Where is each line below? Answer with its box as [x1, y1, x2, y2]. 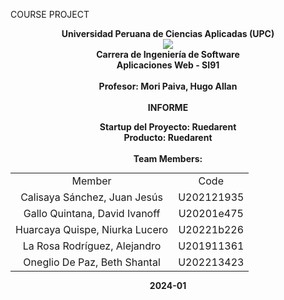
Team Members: [133, 153, 203, 164]
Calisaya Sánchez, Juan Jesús [20, 190, 163, 204]
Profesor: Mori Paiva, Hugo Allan [98, 80, 238, 92]
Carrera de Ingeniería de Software [96, 49, 240, 60]
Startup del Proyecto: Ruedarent [99, 121, 237, 133]
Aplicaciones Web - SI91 [116, 59, 220, 71]
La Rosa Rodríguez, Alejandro [22, 239, 162, 253]
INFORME [147, 102, 189, 113]
